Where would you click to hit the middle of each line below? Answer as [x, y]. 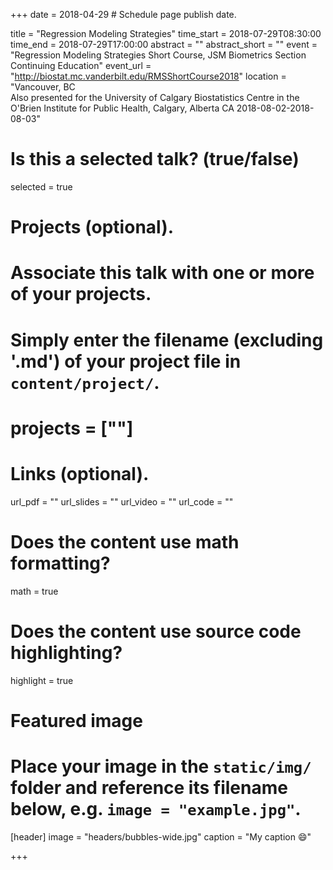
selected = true [41, 186]
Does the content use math [125, 541]
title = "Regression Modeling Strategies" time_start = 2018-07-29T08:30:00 [166, 33]
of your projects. [81, 294]
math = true [34, 591]
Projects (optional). [92, 227]
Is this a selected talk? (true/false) [155, 159]
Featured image [76, 720]
